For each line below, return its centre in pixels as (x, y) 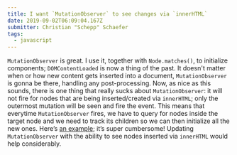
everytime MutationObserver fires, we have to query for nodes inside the (113, 114)
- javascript (33, 41)
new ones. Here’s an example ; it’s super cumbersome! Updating (100, 129)
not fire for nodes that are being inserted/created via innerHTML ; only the (113, 98)
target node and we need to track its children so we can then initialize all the (118, 121)
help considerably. (34, 144)
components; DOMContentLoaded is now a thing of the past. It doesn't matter (116, 68)
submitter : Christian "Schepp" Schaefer (68, 27)
